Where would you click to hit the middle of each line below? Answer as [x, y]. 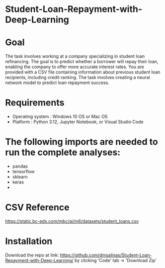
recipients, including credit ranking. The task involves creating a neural [78, 78]
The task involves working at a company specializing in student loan [75, 56]
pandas [20, 166]
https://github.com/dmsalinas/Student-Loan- [106, 255]
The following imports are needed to [82, 142]
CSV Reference [37, 208]
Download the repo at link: [32, 255]
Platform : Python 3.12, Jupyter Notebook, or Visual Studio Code [78, 122]
